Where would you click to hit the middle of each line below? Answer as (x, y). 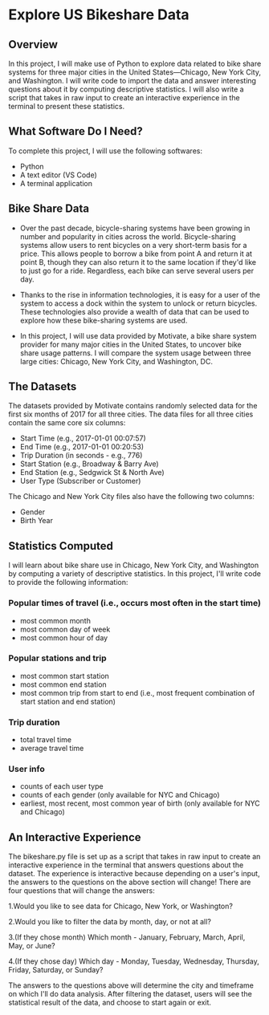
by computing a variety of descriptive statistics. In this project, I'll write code (134, 574)
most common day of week (65, 629)
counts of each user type (61, 786)
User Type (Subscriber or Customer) (80, 481)
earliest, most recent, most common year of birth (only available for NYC (140, 803)
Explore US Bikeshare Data (99, 15)
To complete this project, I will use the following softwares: (106, 151)
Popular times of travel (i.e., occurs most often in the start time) (134, 603)
